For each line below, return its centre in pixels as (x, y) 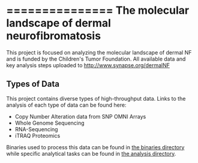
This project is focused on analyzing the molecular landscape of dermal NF (99, 52)
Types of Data (33, 84)
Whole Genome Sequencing (50, 123)
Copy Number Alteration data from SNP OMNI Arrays (80, 116)
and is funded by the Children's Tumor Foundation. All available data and (96, 59)
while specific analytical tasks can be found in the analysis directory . (91, 153)
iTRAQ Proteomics (37, 135)
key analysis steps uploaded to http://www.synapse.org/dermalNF (88, 65)
